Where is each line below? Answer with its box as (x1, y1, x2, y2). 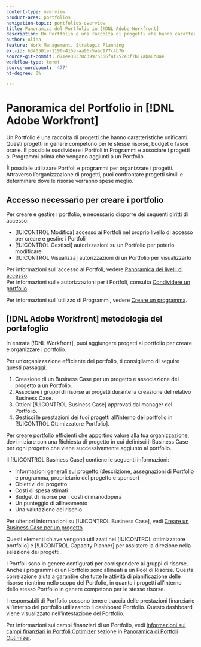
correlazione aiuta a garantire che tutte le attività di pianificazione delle (6, 573, 181, 580)
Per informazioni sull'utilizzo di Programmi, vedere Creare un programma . (6, 296, 187, 304)
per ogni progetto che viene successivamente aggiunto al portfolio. (6, 444, 172, 451)
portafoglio (6, 323, 49, 334)
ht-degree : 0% (6, 70, 42, 76)
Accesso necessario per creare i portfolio (6, 194, 164, 205)
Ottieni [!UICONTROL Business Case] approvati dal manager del (14, 400, 172, 408)
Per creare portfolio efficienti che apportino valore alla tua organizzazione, (6, 432, 190, 439)
